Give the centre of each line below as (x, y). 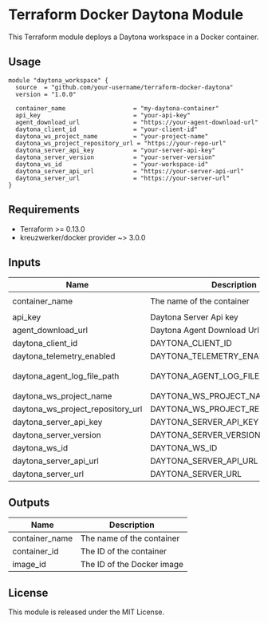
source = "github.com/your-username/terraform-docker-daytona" (124, 87)
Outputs (29, 502)
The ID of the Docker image (132, 565)
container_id (35, 551)
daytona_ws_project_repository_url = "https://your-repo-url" (121, 143)
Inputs (25, 262)
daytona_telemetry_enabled (64, 356)
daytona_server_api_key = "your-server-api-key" (116, 150)
